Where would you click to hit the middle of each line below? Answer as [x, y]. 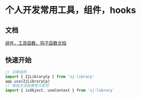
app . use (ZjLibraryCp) [28, 81]
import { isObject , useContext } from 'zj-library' [60, 91]
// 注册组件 [16, 72]
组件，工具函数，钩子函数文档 [36, 43]
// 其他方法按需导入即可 [27, 86]
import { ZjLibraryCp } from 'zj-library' [50, 77]
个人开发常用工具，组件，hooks [70, 10]
